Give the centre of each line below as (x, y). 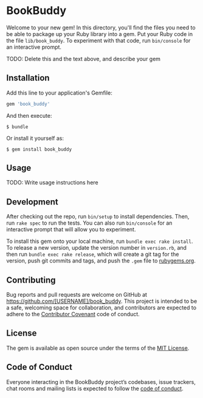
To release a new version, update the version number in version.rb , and (97, 248)
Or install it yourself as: (35, 138)
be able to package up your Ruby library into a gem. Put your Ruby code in (100, 34)
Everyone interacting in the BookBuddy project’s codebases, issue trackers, (101, 382)
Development (33, 202)
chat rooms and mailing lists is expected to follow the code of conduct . (95, 388)
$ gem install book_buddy (39, 149)
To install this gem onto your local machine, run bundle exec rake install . (100, 241)
